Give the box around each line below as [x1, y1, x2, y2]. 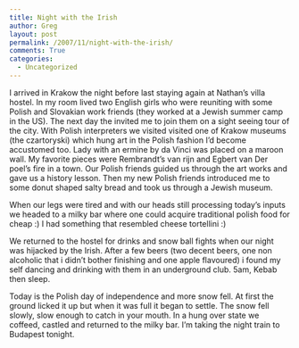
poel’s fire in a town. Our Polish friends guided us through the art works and [9, 162, 288, 174]
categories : [9, 54, 54, 63]
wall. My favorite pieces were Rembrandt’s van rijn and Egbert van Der [9, 153, 269, 164]
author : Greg [9, 21, 58, 30]
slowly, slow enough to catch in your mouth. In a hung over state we [9, 310, 260, 320]
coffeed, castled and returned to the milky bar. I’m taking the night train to [9, 319, 280, 330]
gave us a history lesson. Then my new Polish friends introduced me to [9, 172, 270, 183]
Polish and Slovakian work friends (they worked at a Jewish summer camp [9, 106, 284, 117]
